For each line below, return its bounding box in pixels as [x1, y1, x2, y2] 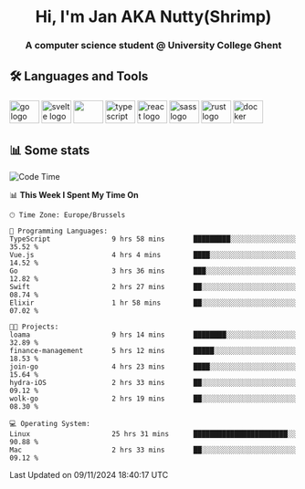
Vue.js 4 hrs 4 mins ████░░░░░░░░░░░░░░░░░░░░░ [9, 251, 297, 260]
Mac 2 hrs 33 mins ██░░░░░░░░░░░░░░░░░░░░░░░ [9, 445, 297, 455]
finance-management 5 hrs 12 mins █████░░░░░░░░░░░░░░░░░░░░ [9, 347, 297, 356]
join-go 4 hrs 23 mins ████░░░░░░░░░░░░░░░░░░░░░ [9, 362, 297, 371]
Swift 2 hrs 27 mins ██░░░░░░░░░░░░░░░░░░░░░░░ [9, 283, 297, 292]
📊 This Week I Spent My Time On [9, 190, 139, 201]
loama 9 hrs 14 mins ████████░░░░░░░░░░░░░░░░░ [9, 330, 297, 339]
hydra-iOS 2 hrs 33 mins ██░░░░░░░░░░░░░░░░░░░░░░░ [9, 379, 297, 388]
